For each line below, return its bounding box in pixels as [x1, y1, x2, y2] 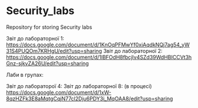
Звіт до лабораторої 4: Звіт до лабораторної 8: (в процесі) [6, 82, 152, 89]
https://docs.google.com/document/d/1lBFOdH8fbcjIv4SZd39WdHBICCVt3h [6, 53, 192, 60]
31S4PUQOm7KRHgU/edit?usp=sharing [6, 47, 102, 54]
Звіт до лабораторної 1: [6, 35, 65, 42]
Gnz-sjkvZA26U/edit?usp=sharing [6, 60, 90, 67]
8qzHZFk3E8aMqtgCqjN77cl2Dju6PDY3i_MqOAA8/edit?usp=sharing [6, 95, 173, 102]
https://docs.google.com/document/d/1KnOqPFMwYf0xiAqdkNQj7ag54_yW [6, 41, 190, 48]
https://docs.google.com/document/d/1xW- [6, 89, 112, 96]
